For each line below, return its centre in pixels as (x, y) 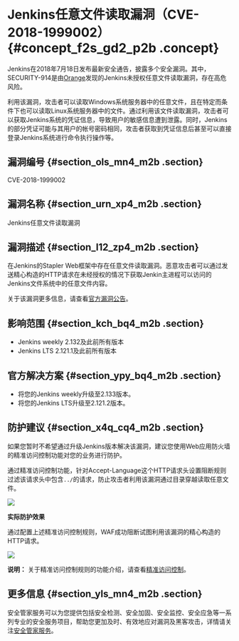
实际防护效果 (26, 516)
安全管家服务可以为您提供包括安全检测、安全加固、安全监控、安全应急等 (113, 612)
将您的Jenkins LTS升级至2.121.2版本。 (73, 403)
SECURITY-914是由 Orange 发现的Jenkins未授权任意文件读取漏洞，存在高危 (117, 77)
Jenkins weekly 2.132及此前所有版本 (71, 342)
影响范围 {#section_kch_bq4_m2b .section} (106, 323)
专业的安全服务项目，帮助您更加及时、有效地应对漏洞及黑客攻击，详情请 (119, 621)
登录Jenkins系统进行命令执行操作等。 (63, 137)
